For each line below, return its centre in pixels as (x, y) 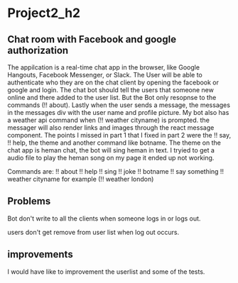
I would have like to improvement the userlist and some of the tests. (106, 272)
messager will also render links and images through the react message (111, 128)
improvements (40, 254)
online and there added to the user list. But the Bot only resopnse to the (112, 98)
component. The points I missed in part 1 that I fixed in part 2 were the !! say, (119, 135)
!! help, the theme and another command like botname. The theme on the (114, 143)
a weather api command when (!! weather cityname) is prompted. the (108, 120)
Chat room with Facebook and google (92, 39)
